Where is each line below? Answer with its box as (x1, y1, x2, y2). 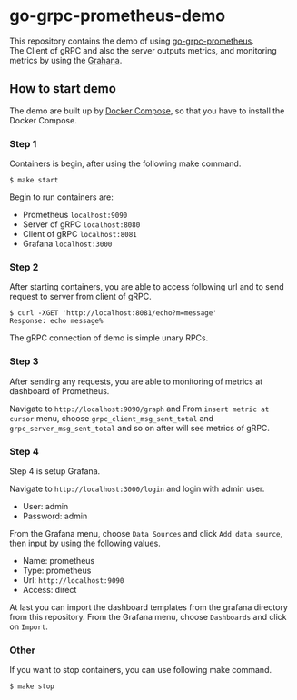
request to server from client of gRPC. (9, 291, 152, 302)
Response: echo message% (9, 317, 104, 326)
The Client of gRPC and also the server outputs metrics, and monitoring (9, 44, 277, 55)
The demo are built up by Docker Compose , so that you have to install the (9, 105, 285, 116)
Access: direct (22, 584, 77, 595)
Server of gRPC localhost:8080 (22, 219, 141, 230)
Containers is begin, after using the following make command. (9, 158, 242, 169)
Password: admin (22, 510, 88, 521)
